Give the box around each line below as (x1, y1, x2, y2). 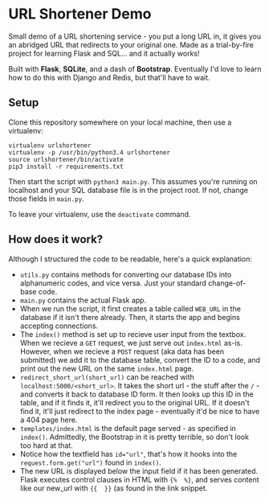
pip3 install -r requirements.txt (8, 162, 124, 170)
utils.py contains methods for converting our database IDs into (19, 269, 232, 279)
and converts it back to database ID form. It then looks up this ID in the (19, 389, 255, 399)
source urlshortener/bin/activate (8, 155, 124, 163)
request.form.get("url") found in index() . (19, 458, 162, 467)
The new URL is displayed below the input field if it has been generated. (19, 466, 259, 475)
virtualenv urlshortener (8, 142, 92, 150)
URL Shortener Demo (8, 5, 152, 23)
